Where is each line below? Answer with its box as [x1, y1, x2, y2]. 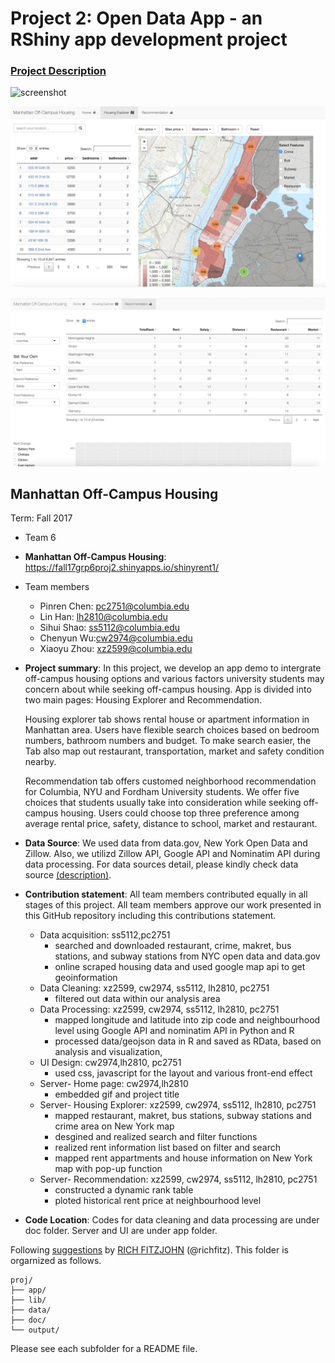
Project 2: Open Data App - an [10, 7, 263, 30]
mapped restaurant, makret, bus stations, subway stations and [54, 1110, 312, 1122]
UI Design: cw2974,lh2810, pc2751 [39, 1057, 182, 1069]
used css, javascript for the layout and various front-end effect [54, 1067, 313, 1079]
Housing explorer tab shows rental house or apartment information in [24, 713, 310, 726]
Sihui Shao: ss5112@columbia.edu [39, 622, 181, 634]
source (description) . [24, 869, 112, 881]
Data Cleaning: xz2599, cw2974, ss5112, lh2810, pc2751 [39, 982, 270, 994]
